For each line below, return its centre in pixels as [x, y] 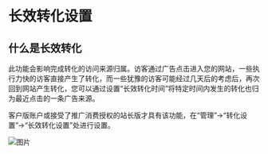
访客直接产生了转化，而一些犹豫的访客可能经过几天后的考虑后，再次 [148, 79]
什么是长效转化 [45, 48]
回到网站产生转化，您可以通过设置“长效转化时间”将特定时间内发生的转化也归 [134, 89]
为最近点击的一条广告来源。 [54, 98]
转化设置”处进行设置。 [78, 125]
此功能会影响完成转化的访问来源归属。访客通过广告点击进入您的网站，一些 [130, 69]
